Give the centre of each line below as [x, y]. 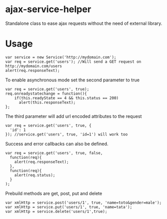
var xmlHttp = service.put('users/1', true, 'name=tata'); [69, 207]
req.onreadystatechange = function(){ [46, 94]
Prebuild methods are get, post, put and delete [54, 193]
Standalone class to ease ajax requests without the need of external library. [84, 23]
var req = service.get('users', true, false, [54, 153]
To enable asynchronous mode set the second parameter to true [73, 80]
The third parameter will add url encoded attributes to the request [74, 116]
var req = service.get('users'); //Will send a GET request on [73, 62]
